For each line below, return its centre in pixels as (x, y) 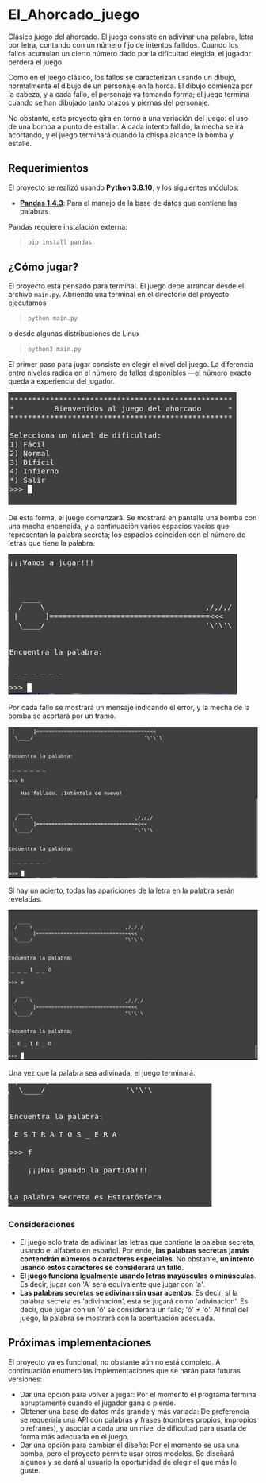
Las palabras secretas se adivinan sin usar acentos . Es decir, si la (129, 1292)
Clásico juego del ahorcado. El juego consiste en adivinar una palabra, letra (131, 37)
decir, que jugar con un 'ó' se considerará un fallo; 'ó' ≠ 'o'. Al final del (134, 1309)
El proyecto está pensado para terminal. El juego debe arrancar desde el (126, 286)
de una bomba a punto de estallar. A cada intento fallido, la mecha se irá (126, 126)
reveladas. (25, 898)
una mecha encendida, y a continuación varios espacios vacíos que (119, 527)
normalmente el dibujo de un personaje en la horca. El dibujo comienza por (131, 86)
